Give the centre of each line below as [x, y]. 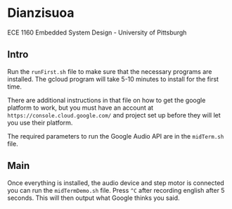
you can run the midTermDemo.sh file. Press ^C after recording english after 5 [116, 190]
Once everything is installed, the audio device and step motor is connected [116, 183]
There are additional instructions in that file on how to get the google [107, 100]
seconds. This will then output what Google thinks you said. [94, 198]
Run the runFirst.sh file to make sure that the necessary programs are [110, 71]
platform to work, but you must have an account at [80, 108]
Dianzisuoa [41, 13]
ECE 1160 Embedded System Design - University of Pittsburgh [97, 32]
